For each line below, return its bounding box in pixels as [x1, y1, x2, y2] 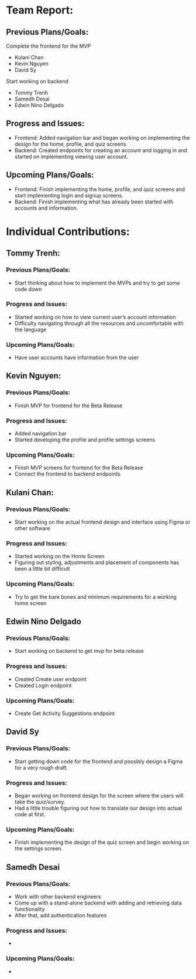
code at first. [14, 810, 46, 817]
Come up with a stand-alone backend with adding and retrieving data [14, 899, 183, 906]
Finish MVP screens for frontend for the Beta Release [14, 464, 143, 471]
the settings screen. [14, 845, 63, 852]
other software [14, 525, 51, 532]
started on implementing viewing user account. [14, 153, 129, 160]
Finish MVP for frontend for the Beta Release [14, 402, 123, 409]
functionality [14, 906, 45, 913]
